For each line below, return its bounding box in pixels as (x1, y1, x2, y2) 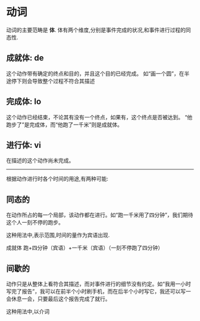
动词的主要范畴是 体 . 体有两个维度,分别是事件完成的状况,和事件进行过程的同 (6, 26, 191, 33)
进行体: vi (6, 140, 42, 150)
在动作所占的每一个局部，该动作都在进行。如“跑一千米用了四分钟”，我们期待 (6, 211, 193, 218)
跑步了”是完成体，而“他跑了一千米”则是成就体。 (6, 121, 123, 128)
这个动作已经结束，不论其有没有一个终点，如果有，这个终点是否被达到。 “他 (6, 113, 193, 121)
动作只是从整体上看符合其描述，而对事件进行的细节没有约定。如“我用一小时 (6, 280, 192, 287)
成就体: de (6, 53, 44, 63)
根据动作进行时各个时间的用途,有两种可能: (6, 175, 109, 183)
